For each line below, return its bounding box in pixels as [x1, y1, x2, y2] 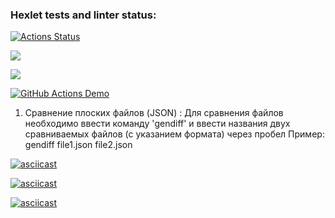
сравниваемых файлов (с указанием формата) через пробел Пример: [24, 128, 325, 140]
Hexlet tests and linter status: [10, 8, 157, 22]
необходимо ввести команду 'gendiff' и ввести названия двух [24, 118, 291, 130]
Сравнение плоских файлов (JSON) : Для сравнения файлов [24, 107, 284, 119]
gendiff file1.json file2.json [24, 139, 133, 151]
